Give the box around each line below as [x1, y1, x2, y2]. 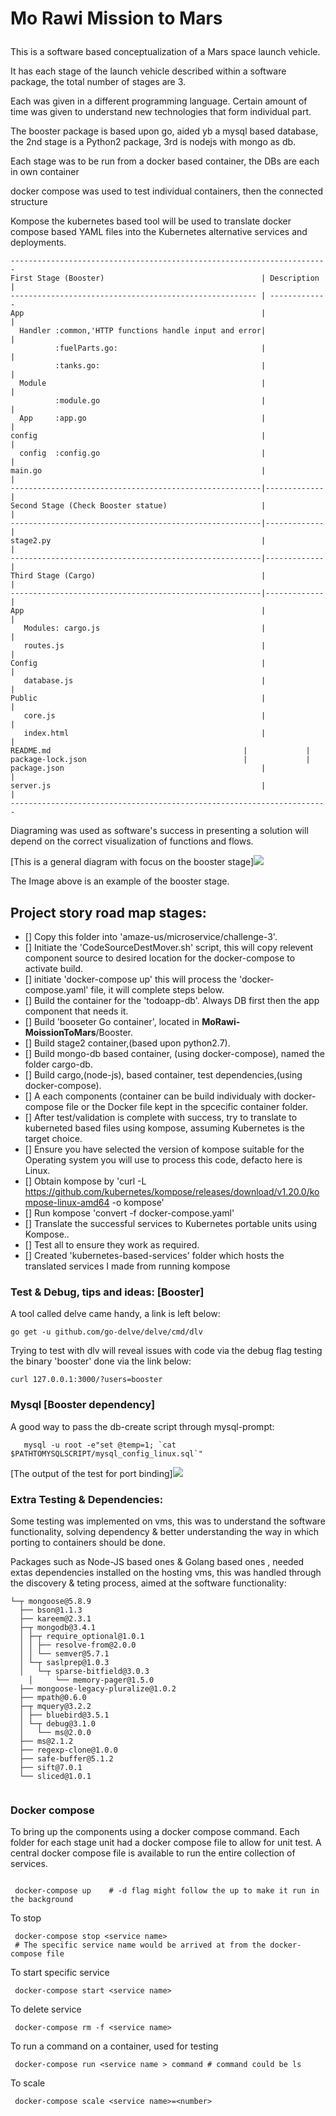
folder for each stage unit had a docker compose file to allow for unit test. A [10, 1837, 322, 1849]
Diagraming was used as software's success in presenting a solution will [10, 825, 309, 837]
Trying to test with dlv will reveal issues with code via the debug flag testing [10, 1345, 323, 1357]
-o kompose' [111, 1197, 165, 1208]
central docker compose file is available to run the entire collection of [10, 1847, 296, 1859]
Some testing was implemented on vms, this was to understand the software [10, 1515, 326, 1527]
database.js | [23, 676, 267, 686]
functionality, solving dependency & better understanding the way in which [10, 1525, 320, 1537]
